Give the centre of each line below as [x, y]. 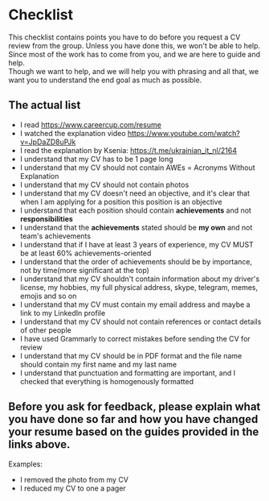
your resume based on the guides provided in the [134, 432]
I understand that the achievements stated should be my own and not [136, 227]
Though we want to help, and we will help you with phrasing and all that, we [134, 71]
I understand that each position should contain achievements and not [135, 210]
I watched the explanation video [73, 133]
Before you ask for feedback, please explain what [134, 407]
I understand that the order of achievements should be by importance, [136, 261]
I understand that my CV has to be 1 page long [97, 159]
